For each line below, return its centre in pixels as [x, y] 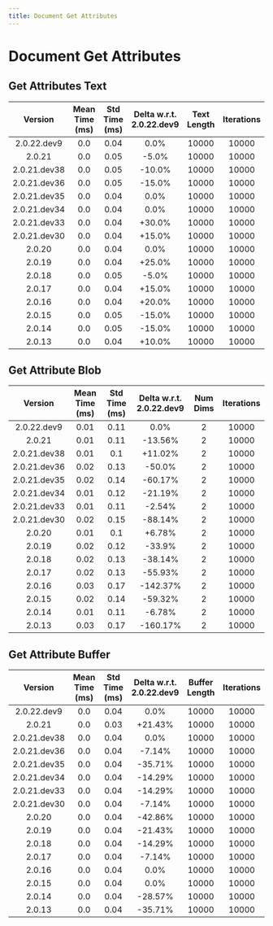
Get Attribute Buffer [60, 655]
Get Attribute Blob [55, 371]
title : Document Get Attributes [63, 16]
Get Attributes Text [58, 86]
